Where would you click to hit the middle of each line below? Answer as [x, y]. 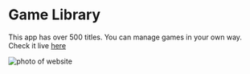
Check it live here [37, 45]
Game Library [55, 15]
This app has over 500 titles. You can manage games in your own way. [125, 37]
